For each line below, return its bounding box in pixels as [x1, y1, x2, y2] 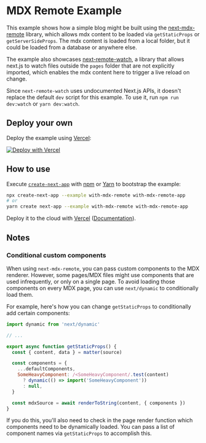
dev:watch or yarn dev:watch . [6, 100, 80, 108]
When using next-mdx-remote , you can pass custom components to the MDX [6, 265, 200, 272]
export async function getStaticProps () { [6, 343, 117, 350]
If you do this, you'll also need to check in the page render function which [6, 417, 193, 424]
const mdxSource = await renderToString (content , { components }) [12, 400, 186, 406]
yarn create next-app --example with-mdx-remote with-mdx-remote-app [6, 203, 189, 210]
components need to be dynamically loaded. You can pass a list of [6, 423, 175, 431]
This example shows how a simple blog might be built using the [6, 24, 167, 31]
